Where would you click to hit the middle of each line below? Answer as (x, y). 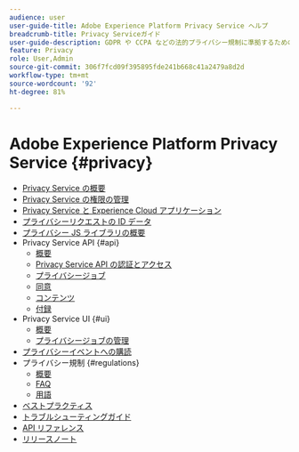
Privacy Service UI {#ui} (66, 319)
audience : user (37, 17)
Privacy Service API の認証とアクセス (104, 264)
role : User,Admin (41, 59)
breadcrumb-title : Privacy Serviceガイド (85, 34)
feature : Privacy (41, 51)
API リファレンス (53, 428)
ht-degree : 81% (37, 92)
